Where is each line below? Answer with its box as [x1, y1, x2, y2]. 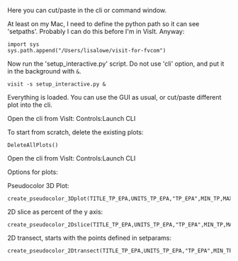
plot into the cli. [7, 100, 53, 109]
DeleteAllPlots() [7, 141, 59, 149]
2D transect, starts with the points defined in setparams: [7, 233, 172, 242]
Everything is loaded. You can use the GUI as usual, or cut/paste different [7, 93, 222, 101]
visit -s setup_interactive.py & [7, 81, 106, 88]
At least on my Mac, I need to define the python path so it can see [7, 20, 200, 28]
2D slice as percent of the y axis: [7, 208, 103, 216]
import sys [7, 41, 40, 48]
